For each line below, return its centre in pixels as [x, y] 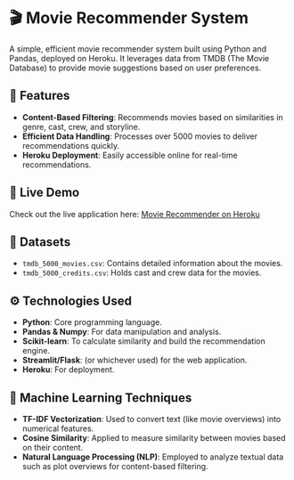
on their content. [53, 447]
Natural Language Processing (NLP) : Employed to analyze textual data [153, 457]
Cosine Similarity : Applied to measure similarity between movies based [154, 438]
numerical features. [58, 428]
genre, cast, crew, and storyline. [81, 126]
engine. [36, 351]
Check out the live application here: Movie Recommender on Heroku [135, 214]
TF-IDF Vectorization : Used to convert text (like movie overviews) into [151, 419]
